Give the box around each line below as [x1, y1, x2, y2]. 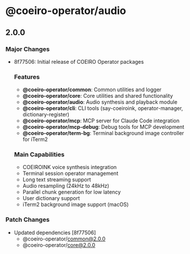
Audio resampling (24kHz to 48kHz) [22, 183, 110, 190]
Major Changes [5, 45, 50, 53]
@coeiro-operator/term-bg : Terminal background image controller [22, 130, 184, 137]
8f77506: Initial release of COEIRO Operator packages [13, 58, 144, 65]
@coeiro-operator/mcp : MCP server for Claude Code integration [22, 117, 180, 124]
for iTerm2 [22, 136, 48, 143]
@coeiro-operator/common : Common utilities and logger [22, 86, 161, 93]
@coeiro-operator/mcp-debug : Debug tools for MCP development [22, 123, 185, 131]
